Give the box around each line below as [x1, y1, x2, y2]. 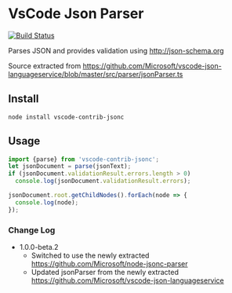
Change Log [8, 225, 56, 236]
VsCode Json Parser [8, 5, 144, 23]
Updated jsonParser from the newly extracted [31, 267, 179, 277]
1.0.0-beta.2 [19, 242, 59, 251]
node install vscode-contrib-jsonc [8, 113, 125, 121]
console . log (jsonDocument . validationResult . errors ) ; [15, 178, 191, 185]
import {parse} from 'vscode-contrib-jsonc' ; [8, 155, 159, 163]
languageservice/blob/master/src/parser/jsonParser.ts [8, 69, 183, 79]
